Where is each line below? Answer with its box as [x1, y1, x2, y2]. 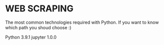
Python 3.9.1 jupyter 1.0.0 [5, 34, 56, 40]
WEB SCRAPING [5, 3, 73, 14]
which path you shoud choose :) [5, 24, 71, 30]
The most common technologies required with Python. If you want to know [5, 19, 159, 25]
